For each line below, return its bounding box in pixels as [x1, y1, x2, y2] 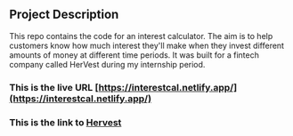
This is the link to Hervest [9, 116, 122, 128]
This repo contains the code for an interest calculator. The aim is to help [9, 30, 273, 41]
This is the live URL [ [9, 81, 100, 93]
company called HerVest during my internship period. [9, 59, 206, 69]
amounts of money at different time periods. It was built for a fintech [9, 49, 260, 60]
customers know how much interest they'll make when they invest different [9, 40, 285, 51]
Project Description [9, 7, 119, 22]
